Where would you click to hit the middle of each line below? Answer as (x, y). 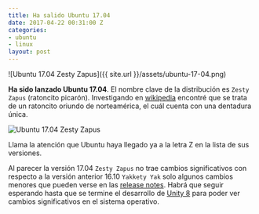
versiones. (25, 153)
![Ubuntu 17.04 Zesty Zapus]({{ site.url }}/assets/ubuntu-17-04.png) (117, 74)
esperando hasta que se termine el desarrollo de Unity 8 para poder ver (124, 193)
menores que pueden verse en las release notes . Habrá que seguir (116, 185)
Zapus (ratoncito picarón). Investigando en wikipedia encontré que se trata (128, 98)
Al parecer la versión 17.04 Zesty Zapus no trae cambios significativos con (128, 168)
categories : (27, 30)
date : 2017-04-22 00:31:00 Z (56, 23)
